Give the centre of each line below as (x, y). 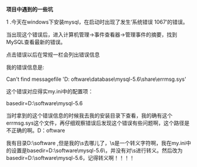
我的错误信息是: (25, 67)
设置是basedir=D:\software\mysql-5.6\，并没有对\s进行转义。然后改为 (97, 150)
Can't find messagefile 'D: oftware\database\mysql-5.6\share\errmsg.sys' (96, 79)
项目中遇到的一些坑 (30, 9)
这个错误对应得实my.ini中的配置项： (50, 91)
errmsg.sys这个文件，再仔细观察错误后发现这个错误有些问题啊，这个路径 (96, 123)
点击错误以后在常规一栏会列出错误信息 (53, 55)
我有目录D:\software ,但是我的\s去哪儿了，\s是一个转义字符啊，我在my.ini (96, 143)
